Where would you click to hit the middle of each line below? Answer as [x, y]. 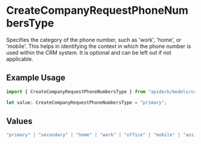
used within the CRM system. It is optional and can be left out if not [89, 52]
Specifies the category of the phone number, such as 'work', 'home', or [94, 40]
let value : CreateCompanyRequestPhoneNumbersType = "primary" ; [87, 103]
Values [19, 121]
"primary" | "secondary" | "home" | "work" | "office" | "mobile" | [93, 135]
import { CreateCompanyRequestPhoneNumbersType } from [76, 91]
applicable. [20, 59]
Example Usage [36, 78]
